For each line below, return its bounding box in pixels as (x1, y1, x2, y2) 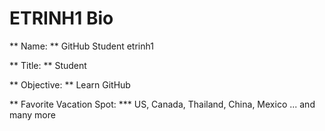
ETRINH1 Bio (9, 7, 114, 30)
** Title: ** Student (9, 59, 87, 71)
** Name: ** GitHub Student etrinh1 (9, 40, 154, 52)
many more (9, 108, 56, 121)
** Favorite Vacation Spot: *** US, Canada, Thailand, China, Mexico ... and (9, 98, 316, 110)
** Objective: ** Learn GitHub (9, 78, 131, 91)
